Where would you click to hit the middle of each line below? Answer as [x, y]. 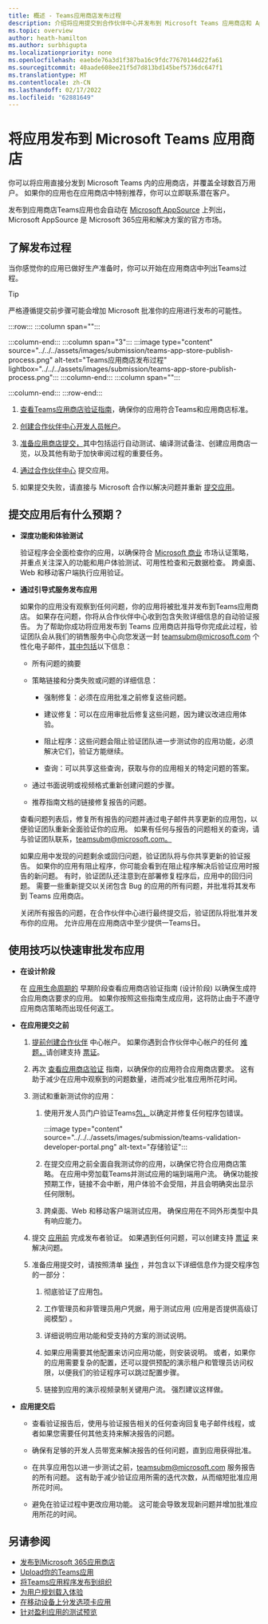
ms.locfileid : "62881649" [51, 97]
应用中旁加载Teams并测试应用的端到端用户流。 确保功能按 [163, 1174]
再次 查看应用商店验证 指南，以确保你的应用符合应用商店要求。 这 [140, 1069]
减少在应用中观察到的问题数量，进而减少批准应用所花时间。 [144, 1079]
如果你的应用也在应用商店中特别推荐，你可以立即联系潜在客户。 [128, 193]
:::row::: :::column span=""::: [55, 327]
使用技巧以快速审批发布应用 [77, 951]
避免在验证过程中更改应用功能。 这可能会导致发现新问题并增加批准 [141, 1504]
